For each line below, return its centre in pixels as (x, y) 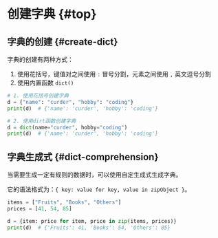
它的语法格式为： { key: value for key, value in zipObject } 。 (99, 189)
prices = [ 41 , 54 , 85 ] (40, 208)
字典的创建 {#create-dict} (63, 42)
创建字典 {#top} (52, 14)
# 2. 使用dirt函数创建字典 (42, 121)
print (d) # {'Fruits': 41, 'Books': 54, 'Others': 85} (89, 228)
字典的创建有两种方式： (40, 60)
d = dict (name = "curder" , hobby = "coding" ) (67, 127)
